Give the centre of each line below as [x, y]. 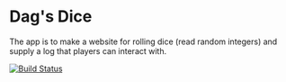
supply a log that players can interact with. [88, 50]
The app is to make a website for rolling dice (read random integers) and [143, 41]
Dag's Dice [51, 17]
